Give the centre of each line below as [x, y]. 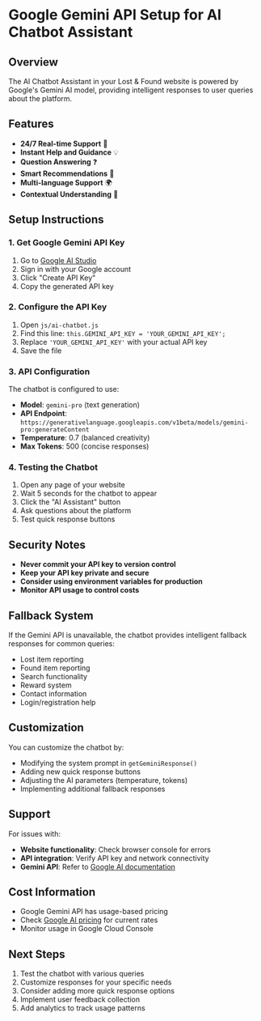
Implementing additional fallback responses [93, 789]
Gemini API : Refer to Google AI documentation [98, 866]
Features [31, 124]
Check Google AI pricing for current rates [89, 920]
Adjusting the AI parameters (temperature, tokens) [104, 780]
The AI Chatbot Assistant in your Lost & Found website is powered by [124, 81]
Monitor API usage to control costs [80, 590]
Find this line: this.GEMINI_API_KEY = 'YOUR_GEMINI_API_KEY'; [123, 333]
